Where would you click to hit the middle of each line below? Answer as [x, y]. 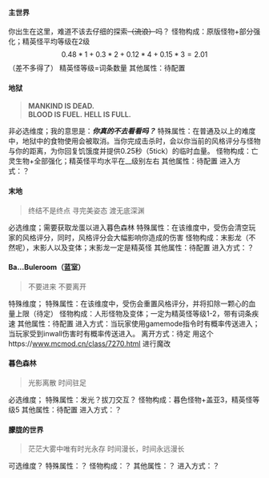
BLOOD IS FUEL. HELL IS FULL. [79, 114]
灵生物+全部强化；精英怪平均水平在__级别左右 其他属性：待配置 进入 [121, 161]
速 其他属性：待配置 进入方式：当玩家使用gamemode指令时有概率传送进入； [134, 323]
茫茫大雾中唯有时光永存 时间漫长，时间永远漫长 [106, 449]
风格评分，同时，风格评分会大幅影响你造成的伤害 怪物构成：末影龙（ [135, 237]
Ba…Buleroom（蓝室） [47, 267]
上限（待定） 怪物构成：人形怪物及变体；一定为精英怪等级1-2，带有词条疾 [137, 313]
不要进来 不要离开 [57, 286]
